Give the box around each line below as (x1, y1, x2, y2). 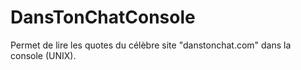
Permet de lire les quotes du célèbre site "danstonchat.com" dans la (10, 39, 292, 51)
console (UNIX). (10, 49, 77, 61)
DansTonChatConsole (10, 6, 196, 29)
